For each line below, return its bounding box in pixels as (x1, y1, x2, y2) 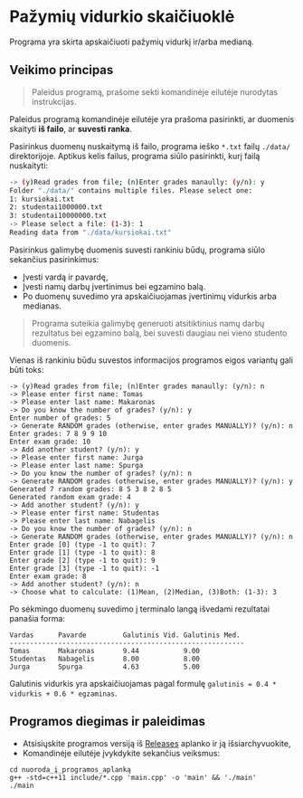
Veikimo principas (9, 62, 114, 78)
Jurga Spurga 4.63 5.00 (9, 662, 201, 671)
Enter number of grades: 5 (9, 413, 111, 423)
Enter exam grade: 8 (9, 572, 88, 581)
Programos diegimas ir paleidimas (9, 714, 206, 729)
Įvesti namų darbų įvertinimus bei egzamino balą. (22, 280, 206, 291)
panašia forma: (9, 613, 66, 623)
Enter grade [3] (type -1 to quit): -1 (9, 564, 160, 573)
